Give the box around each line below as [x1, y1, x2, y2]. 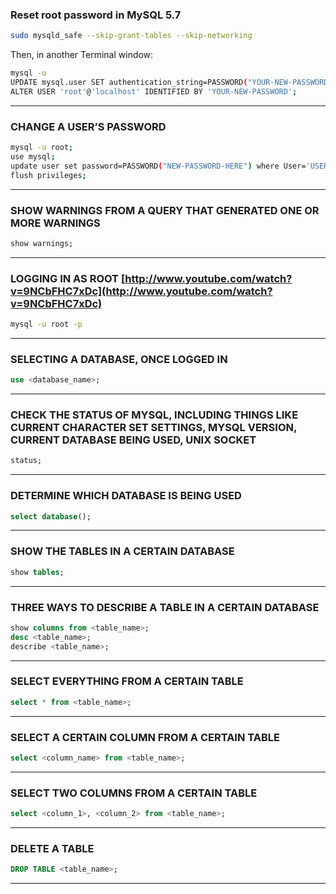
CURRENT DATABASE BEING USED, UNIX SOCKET [10, 433, 257, 447]
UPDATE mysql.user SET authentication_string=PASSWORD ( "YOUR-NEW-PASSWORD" [10, 78, 333, 88]
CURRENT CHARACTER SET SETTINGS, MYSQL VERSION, [10, 421, 297, 435]
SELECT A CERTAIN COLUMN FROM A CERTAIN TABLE [10, 730, 280, 744]
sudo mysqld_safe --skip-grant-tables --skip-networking [10, 31, 253, 41]
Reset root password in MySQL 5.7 [10, 8, 182, 22]
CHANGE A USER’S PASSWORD [10, 119, 167, 133]
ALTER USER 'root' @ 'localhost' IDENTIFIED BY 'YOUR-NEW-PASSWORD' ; [10, 86, 298, 97]
